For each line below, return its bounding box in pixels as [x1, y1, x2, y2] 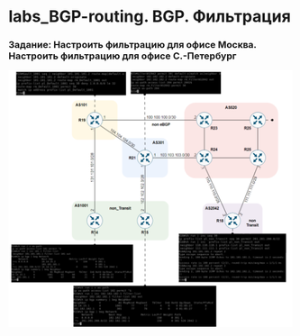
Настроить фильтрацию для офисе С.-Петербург [8, 50, 237, 62]
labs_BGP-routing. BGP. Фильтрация [8, 6, 292, 27]
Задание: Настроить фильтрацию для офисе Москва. [8, 39, 258, 51]
